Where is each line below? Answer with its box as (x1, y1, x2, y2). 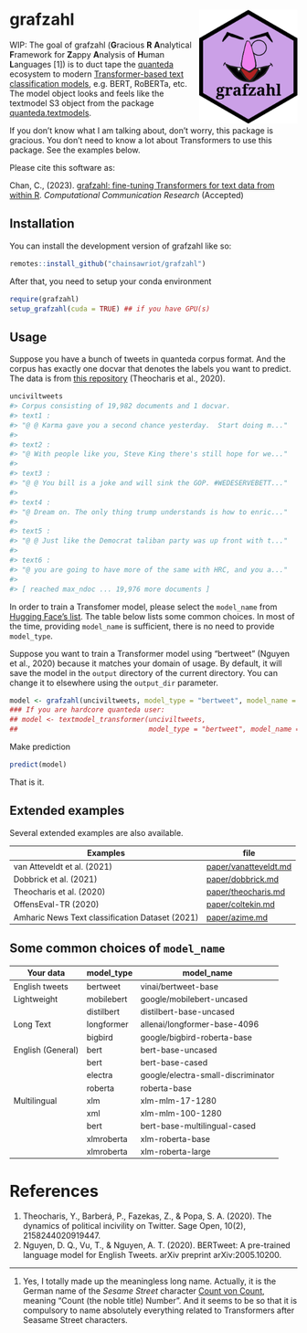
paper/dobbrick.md (206, 873, 280, 884)
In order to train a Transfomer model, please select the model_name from (9, 601, 278, 612)
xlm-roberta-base (140, 1133, 211, 1144)
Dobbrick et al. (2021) (13, 873, 98, 884)
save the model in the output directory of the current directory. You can (9, 667, 279, 678)
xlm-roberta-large (140, 1146, 211, 1157)
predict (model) (9, 760, 68, 769)
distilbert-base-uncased (140, 1006, 235, 1018)
